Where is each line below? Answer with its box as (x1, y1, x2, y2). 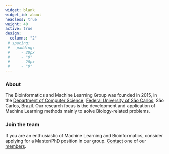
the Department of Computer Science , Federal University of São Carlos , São (5, 97, 164, 104)
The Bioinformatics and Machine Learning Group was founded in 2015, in (5, 92, 157, 98)
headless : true (5, 17, 37, 22)
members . (5, 143, 27, 149)
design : (5, 31, 22, 36)
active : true (5, 26, 33, 31)
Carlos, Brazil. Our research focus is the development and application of (5, 103, 156, 109)
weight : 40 (5, 21, 28, 27)
